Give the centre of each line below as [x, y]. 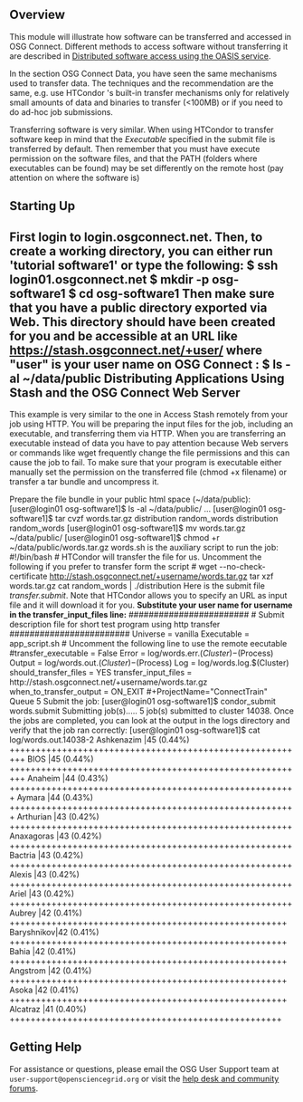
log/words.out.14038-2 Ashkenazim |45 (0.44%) [99, 740]
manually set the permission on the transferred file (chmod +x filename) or [148, 472]
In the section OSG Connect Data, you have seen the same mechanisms [143, 73]
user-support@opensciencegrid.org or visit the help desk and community [144, 1078]
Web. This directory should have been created [142, 322]
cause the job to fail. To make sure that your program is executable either [146, 463]
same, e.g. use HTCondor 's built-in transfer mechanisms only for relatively [149, 92]
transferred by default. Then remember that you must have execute [135, 149]
